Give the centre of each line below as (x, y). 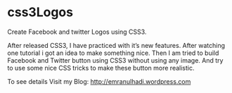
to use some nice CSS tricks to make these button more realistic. (101, 68)
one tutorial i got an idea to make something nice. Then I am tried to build (113, 53)
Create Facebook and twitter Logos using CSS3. (77, 32)
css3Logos (40, 12)
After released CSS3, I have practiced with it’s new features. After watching (116, 45)
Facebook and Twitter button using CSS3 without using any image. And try (115, 60)
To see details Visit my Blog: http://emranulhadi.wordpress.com (99, 81)
